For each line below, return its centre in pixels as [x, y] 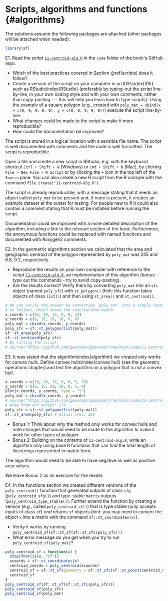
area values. [18, 466]
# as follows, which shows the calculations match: [60, 310]
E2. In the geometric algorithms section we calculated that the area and [79, 249]
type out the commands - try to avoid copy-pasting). [66, 280]
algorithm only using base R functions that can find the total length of [84, 445]
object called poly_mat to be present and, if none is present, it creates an [80, 198]
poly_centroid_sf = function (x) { [41, 552]
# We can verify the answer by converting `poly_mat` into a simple [78, 305]
